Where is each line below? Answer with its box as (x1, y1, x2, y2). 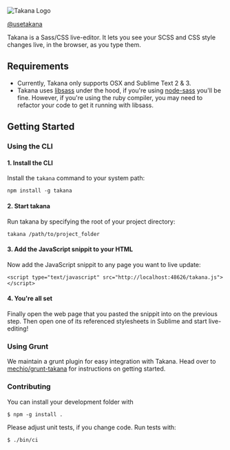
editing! (7, 324, 29, 333)
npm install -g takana (7, 187, 72, 195)
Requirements (7, 61, 69, 72)
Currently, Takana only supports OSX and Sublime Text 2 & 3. (17, 79, 191, 87)
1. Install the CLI (7, 159, 54, 167)
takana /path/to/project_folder (7, 231, 100, 237)
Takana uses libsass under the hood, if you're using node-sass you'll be (17, 86, 222, 95)
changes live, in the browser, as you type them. (7, 41, 141, 48)
